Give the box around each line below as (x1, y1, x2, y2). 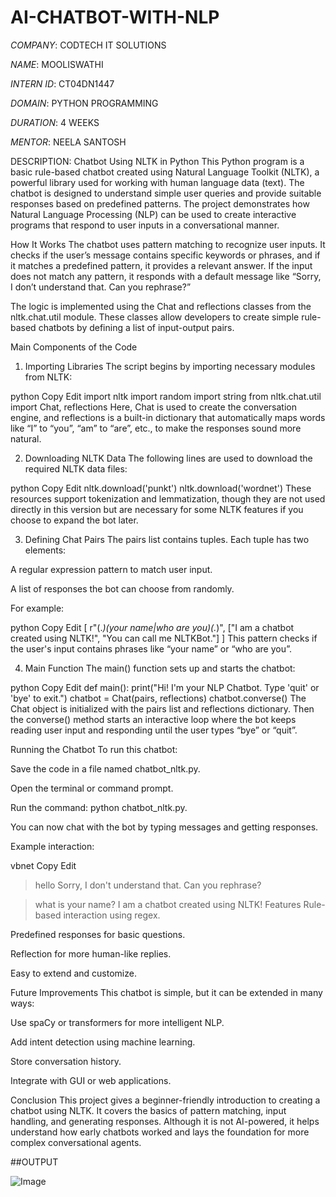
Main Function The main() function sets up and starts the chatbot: (24, 662, 296, 674)
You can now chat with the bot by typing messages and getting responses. (10, 821, 319, 833)
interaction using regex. (63, 909, 161, 921)
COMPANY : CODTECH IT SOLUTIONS (10, 39, 167, 51)
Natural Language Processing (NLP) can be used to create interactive (10, 208, 297, 220)
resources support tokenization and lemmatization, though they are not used (10, 492, 326, 505)
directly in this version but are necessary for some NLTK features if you (10, 503, 304, 515)
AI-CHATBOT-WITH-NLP (10, 6, 220, 29)
